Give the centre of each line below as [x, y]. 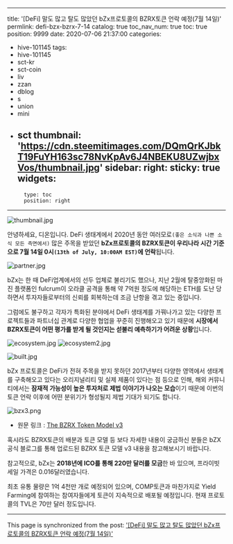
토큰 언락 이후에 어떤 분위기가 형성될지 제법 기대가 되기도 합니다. [94, 396]
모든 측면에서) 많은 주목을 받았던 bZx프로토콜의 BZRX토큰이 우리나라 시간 [113, 243]
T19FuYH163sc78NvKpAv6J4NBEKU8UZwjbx [118, 157]
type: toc [38, 195]
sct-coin [29, 69]
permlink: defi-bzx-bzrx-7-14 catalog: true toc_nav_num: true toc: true [107, 26]
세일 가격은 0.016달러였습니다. [48, 471]
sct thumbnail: [49, 135]
